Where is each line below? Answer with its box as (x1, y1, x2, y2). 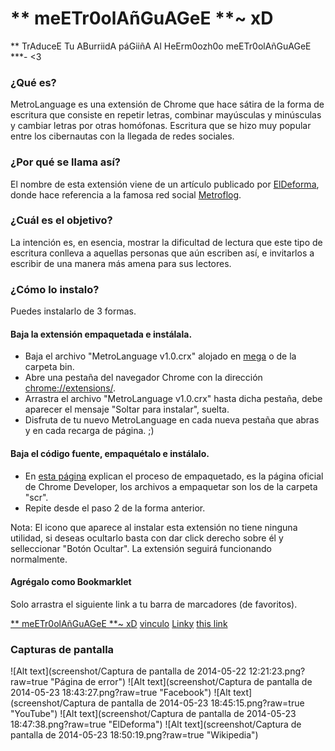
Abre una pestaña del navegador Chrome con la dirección (24, 372, 263, 384)
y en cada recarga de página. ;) (24, 425, 155, 437)
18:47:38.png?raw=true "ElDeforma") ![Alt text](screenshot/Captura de (10, 718, 302, 731)
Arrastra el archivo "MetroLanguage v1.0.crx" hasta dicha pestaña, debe (24, 393, 323, 405)
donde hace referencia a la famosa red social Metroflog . (10, 188, 242, 201)
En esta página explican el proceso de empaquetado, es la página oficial (24, 470, 324, 482)
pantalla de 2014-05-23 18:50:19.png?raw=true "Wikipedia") (10, 729, 259, 741)
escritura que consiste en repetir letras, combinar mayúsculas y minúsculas (10, 109, 322, 121)
